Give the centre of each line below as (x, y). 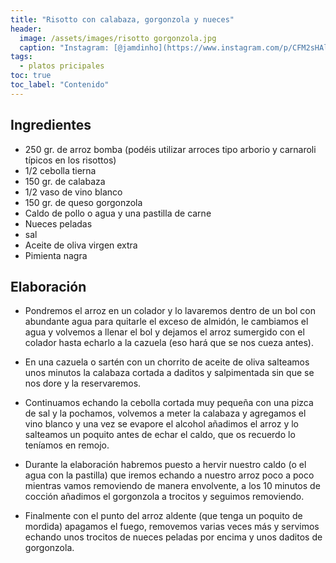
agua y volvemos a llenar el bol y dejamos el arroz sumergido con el (164, 332)
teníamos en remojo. (67, 445)
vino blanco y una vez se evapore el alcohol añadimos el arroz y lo (162, 424)
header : (26, 29)
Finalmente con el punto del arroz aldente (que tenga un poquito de (163, 516)
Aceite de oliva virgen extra (81, 245)
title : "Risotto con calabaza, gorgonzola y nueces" (122, 19)
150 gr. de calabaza (65, 181)
